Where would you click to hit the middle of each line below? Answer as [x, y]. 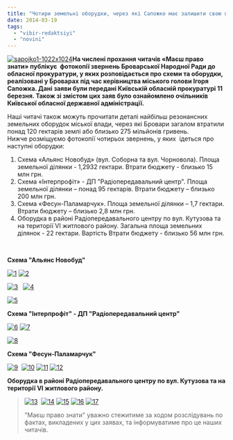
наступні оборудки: [36, 146]
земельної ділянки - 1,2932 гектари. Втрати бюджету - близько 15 [115, 167]
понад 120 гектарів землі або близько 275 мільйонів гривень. [98, 132]
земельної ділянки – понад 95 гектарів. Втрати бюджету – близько [116, 189]
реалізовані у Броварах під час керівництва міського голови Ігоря [108, 81]
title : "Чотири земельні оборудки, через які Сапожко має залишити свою [114, 14]
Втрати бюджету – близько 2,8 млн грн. [76, 211]
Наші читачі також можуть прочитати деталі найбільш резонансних [107, 117]
